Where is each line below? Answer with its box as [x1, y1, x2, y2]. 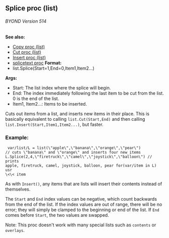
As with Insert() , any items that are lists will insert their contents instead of [5, 180, 162, 186]
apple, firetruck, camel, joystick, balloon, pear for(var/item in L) [5, 163, 157, 168]
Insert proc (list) [12, 54, 46, 60]
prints [5, 159, 19, 164]
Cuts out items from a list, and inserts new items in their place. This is [5, 111, 150, 117]
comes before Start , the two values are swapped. [5, 212, 109, 218]
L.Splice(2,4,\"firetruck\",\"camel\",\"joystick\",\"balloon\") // [5, 154, 152, 159]
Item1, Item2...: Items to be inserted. [12, 101, 87, 107]
